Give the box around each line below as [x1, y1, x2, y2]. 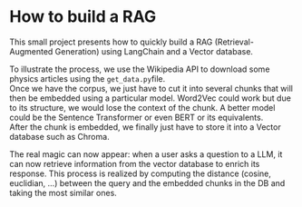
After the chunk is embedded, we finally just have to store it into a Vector [9, 121, 281, 133]
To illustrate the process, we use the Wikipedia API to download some [9, 64, 270, 74]
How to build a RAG [9, 6, 157, 27]
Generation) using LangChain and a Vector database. [54, 45, 254, 56]
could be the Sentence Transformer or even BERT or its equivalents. [9, 112, 264, 123]
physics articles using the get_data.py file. [9, 73, 166, 84]
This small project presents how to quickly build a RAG [9, 36, 213, 47]
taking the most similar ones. [9, 187, 118, 198]
